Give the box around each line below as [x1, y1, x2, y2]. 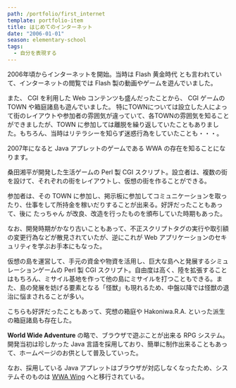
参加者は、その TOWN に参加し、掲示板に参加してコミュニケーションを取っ [7, 191, 228, 200]
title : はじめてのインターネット [7, 23, 93, 30]
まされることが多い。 [25, 292, 88, 301]
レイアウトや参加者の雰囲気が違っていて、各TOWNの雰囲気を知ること [25, 111, 230, 120]
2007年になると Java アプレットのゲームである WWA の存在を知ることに [7, 144, 220, 152]
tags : [7, 43, 23, 50]
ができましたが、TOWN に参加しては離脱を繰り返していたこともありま [7, 120, 213, 128]
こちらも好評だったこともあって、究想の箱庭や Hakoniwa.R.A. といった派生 [7, 307, 225, 315]
